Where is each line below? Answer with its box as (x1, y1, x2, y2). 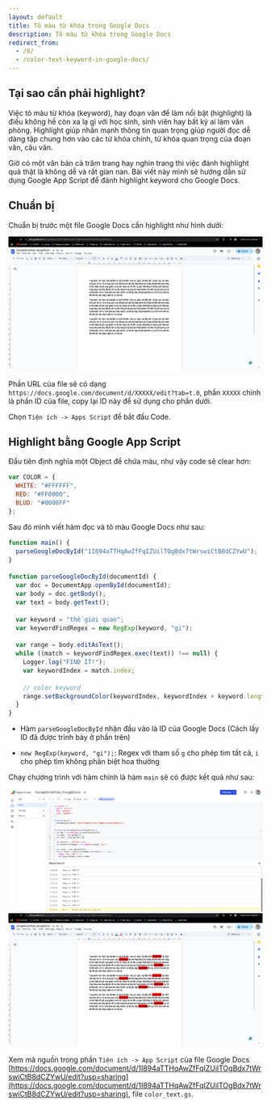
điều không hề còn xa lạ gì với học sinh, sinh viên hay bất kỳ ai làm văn (8, 116, 244, 126)
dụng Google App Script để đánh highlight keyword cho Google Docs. (8, 175, 240, 185)
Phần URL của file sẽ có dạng (8, 378, 106, 388)
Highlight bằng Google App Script (8, 435, 181, 449)
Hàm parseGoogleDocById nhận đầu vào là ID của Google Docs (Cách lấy (19, 724, 260, 733)
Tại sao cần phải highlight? (8, 87, 146, 100)
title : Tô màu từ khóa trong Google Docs (8, 21, 150, 30)
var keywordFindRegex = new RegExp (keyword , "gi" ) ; (15, 623, 194, 632)
